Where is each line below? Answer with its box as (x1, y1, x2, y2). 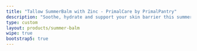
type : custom (6, 19, 38, 25)
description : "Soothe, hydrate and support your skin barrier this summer (6, 14, 193, 20)
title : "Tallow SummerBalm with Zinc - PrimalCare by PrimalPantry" (6, 8, 177, 15)
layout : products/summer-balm (6, 25, 80, 31)
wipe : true (6, 30, 33, 36)
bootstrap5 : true (6, 36, 49, 42)
